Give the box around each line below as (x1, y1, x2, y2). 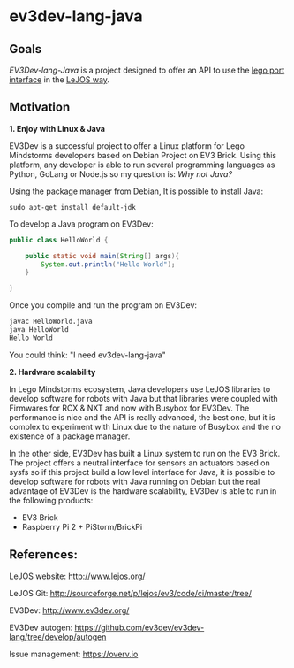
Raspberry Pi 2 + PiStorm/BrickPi (21, 521, 143, 532)
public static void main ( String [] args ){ (25, 251, 179, 260)
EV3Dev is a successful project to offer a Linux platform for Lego (9, 140, 245, 151)
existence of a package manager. (9, 431, 131, 441)
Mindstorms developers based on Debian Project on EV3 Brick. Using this (9, 150, 277, 160)
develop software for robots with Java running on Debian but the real (9, 476, 260, 487)
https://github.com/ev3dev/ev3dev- (74, 622, 205, 633)
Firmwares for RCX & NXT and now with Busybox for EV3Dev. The (9, 403, 250, 413)
